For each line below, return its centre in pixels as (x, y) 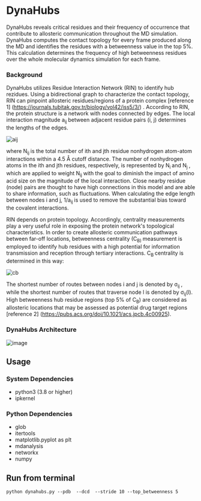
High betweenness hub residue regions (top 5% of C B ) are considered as (97, 300)
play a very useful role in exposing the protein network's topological (90, 226)
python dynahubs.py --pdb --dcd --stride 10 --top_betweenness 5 (92, 492)
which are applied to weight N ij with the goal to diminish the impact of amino (100, 174)
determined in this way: (35, 261)
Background (25, 75)
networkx (27, 453)
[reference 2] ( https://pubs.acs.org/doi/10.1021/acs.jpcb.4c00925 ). (89, 314)
